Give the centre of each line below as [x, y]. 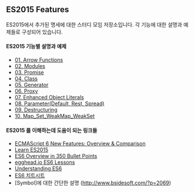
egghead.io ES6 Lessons [45, 162]
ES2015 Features [38, 10]
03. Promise [29, 72]
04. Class [26, 79]
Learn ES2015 [31, 150]
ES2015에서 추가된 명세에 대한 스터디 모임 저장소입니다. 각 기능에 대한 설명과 [94, 24]
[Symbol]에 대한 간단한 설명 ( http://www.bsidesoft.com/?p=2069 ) [93, 183]
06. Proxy [26, 91]
